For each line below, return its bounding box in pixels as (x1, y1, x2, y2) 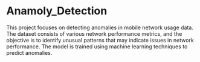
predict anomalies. (6, 49, 53, 56)
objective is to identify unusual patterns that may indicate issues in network (6, 36, 195, 44)
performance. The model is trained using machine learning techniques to (6, 43, 188, 50)
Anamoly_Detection (6, 4, 108, 18)
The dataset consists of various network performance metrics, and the (6, 30, 182, 37)
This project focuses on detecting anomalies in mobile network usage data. (6, 24, 193, 31)
